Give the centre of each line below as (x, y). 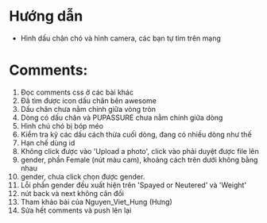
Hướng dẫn (46, 16)
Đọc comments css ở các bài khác (77, 92)
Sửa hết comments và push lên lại (76, 210)
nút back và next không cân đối (72, 193)
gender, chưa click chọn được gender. (83, 176)
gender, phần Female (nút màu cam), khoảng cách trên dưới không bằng (139, 160)
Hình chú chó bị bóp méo (62, 125)
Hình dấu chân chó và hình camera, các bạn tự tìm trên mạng (121, 38)
